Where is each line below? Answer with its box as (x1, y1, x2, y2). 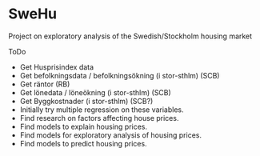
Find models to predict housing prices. (19, 138, 147, 148)
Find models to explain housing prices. (19, 122, 148, 131)
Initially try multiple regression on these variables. (19, 105, 184, 114)
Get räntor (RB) (19, 79, 70, 89)
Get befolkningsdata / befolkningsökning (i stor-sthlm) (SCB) (19, 70, 220, 80)
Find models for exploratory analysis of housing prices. (19, 130, 202, 140)
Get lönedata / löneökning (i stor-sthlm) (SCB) (19, 87, 172, 97)
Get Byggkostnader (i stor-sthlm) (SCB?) (19, 96, 154, 106)
